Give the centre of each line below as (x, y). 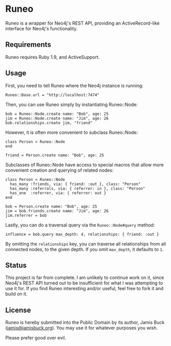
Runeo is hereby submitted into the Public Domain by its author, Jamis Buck (85, 322)
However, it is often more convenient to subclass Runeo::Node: (72, 132)
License (18, 310)
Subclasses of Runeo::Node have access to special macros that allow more (84, 165)
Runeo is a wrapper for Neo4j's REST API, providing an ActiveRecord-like (82, 23)
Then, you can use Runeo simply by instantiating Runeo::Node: (72, 104)
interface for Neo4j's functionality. (41, 28)
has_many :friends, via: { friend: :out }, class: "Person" (75, 184)
